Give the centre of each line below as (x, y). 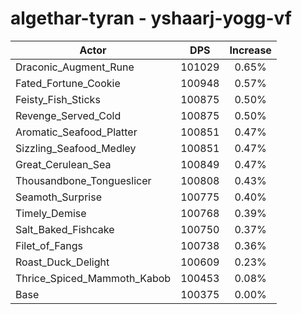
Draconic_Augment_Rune (75, 67)
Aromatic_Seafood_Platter (76, 132)
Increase (250, 50)
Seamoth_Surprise (58, 197)
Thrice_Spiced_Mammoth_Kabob (93, 278)
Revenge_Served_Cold (68, 115)
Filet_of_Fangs (49, 245)
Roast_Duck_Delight (62, 262)
